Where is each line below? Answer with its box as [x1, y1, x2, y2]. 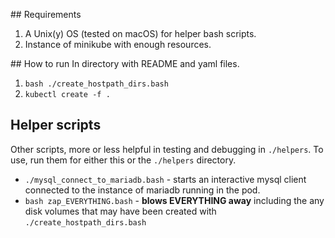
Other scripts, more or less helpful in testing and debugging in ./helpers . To [10, 143, 324, 155]
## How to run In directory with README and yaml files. [10, 58, 240, 69]
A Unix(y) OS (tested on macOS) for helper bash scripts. [24, 28, 257, 39]
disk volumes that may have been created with [24, 205, 217, 217]
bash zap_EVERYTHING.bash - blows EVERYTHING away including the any [24, 194, 325, 206]
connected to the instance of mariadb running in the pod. [24, 184, 261, 196]
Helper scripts [10, 117, 102, 134]
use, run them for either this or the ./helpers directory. [10, 154, 237, 166]
